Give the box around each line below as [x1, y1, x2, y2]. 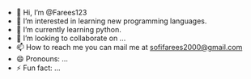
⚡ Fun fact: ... [15, 63, 61, 73]
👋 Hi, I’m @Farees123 [15, 8, 87, 17]
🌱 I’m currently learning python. [15, 25, 121, 34]
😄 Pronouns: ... [15, 54, 69, 64]
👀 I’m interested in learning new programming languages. [15, 16, 207, 26]
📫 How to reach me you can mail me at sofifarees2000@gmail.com [15, 43, 243, 52]
